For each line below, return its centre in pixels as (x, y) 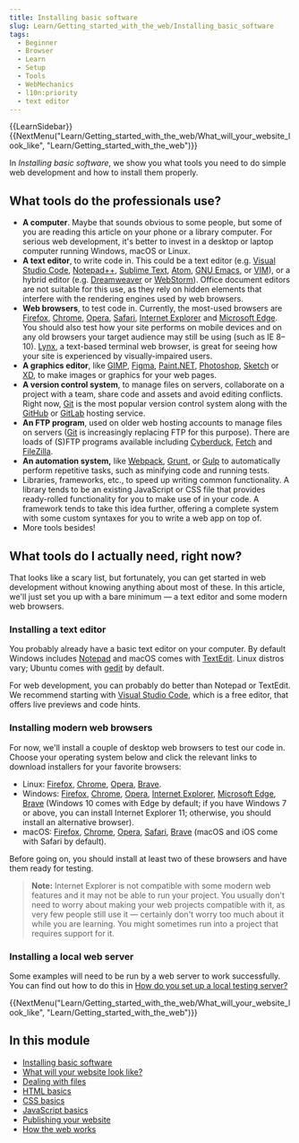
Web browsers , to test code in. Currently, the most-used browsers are (152, 308)
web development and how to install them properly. (104, 172)
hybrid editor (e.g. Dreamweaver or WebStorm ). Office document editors (156, 280)
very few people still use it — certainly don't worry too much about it (158, 914)
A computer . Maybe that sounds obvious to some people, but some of (152, 223)
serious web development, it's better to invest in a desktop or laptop (148, 242)
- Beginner (38, 43)
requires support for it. (73, 933)
